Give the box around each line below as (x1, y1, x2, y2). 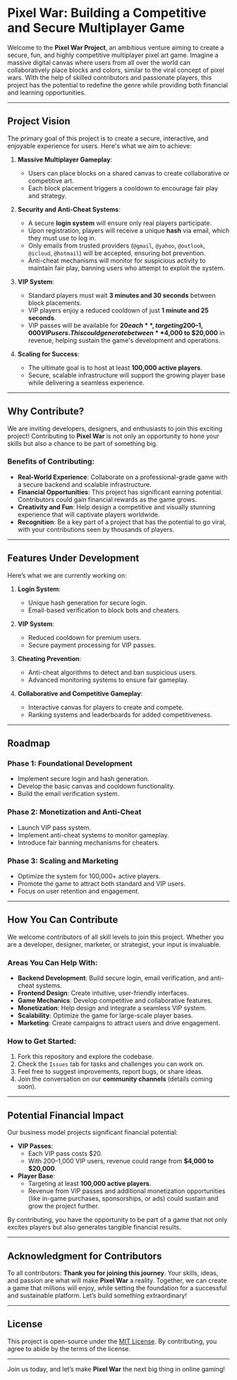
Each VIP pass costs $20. (28, 1149, 103, 1158)
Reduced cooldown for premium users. (28, 633, 142, 641)
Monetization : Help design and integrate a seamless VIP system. (17, 1004, 207, 1012)
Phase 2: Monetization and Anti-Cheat (7, 807, 142, 817)
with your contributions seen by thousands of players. (17, 525, 175, 533)
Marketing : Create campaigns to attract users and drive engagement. (17, 1019, 221, 1027)
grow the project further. (28, 1202, 100, 1211)
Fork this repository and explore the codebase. (17, 1053, 154, 1061)
